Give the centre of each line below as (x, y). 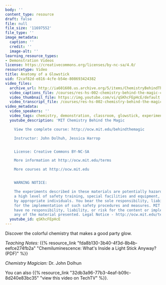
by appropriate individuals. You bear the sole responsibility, (82, 201)
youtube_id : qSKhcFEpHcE (35, 219)
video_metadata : (22, 107)
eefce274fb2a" (21, 248)
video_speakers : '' (30, 111)
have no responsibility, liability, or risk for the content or (82, 210)
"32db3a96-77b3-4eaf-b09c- (101, 273)
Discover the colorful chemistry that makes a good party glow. (68, 233)
